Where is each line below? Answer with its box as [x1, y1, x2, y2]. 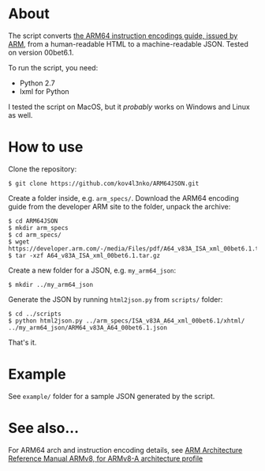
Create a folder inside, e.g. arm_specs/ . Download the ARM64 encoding [8, 193, 239, 202]
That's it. [8, 337, 37, 347]
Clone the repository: [8, 164, 77, 174]
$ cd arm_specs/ [8, 231, 62, 239]
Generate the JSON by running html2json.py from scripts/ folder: [8, 294, 223, 304]
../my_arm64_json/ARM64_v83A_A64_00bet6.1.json [8, 323, 168, 332]
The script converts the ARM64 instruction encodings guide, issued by [8, 31, 238, 40]
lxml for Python [19, 86, 69, 96]
